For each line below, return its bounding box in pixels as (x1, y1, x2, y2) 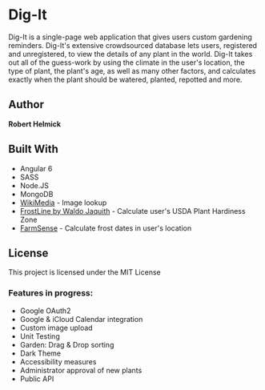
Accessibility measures (19, 356, 97, 366)
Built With (8, 143, 58, 156)
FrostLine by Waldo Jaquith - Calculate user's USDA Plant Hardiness (19, 206, 246, 215)
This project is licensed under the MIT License (8, 267, 162, 277)
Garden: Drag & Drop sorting (19, 340, 114, 349)
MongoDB (19, 189, 54, 199)
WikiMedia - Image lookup (19, 198, 107, 207)
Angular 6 (19, 163, 53, 173)
